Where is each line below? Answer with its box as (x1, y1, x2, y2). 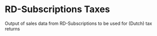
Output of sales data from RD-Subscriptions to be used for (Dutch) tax (5, 20, 152, 26)
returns (5, 25, 20, 31)
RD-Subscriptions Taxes (5, 4, 110, 15)
